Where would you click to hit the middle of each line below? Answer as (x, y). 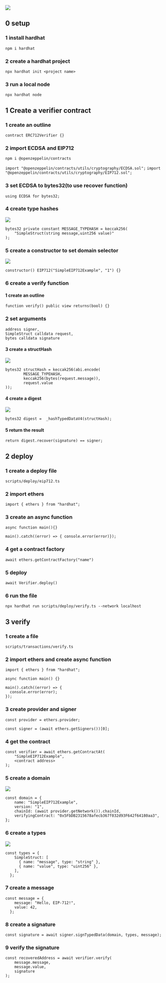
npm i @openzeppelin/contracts (38, 159)
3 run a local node (28, 84)
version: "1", (29, 807)
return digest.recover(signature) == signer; (54, 441)
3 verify (18, 622)
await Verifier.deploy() (31, 583)
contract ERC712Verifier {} (35, 135)
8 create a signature (30, 924)
